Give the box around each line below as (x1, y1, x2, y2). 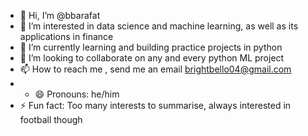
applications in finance (19, 31, 114, 42)
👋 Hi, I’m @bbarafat (19, 10, 101, 21)
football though (19, 114, 83, 125)
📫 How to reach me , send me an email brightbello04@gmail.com (19, 63, 292, 75)
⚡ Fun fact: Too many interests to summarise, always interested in (19, 100, 292, 111)
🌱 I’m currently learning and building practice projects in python (19, 41, 283, 53)
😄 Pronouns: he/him (34, 88, 120, 100)
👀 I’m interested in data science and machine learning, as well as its (19, 20, 299, 32)
